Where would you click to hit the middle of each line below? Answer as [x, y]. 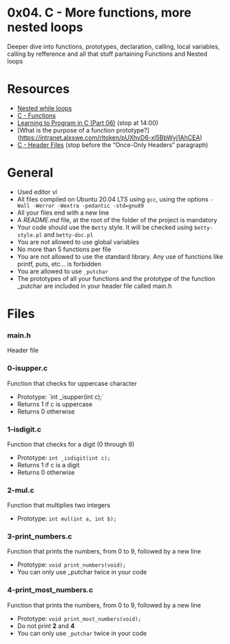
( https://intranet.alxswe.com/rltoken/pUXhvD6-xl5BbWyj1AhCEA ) [109, 137]
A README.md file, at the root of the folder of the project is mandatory [117, 219]
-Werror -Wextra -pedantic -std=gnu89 [88, 206]
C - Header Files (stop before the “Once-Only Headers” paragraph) [113, 145]
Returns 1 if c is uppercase [55, 404]
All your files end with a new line [63, 213]
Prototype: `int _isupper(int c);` [61, 397]
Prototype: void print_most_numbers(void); [79, 618]
